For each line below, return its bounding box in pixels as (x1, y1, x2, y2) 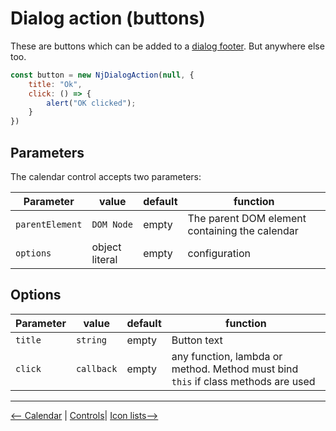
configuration (187, 247, 251, 260)
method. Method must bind (171, 362, 299, 376)
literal (91, 253, 118, 266)
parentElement (15, 219, 83, 230)
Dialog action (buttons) (10, 7, 206, 30)
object (91, 240, 122, 254)
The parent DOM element (187, 212, 307, 225)
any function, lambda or (171, 349, 283, 363)
